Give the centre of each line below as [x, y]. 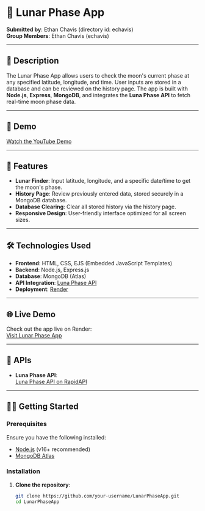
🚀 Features [27, 166]
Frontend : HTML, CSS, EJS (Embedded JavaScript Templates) [94, 263]
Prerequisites [27, 424]
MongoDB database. [41, 200]
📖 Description [33, 61]
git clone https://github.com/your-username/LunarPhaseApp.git [97, 496]
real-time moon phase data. [41, 101]
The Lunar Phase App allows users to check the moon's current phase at [98, 75]
